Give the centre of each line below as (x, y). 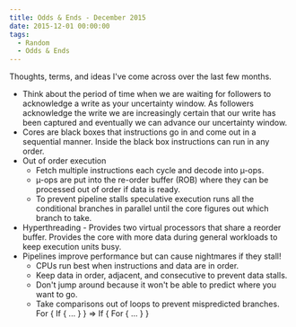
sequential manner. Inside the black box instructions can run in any (146, 142)
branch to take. (64, 218)
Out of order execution (64, 161)
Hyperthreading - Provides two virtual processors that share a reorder (152, 228)
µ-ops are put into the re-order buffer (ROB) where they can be (152, 180)
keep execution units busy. (72, 247)
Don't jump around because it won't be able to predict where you (156, 285)
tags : (19, 34)
